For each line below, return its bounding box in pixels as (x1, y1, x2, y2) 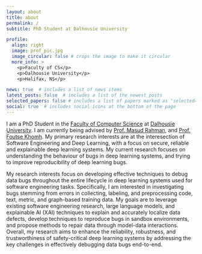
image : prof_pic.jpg (11, 48, 63, 54)
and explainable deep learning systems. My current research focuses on (6, 145, 186, 153)
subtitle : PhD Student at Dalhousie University (6, 25, 128, 32)
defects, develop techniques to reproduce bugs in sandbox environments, (6, 215, 189, 222)
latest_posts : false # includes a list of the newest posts (6, 92, 163, 98)
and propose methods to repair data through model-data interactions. (6, 221, 179, 229)
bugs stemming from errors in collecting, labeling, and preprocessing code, (6, 189, 194, 197)
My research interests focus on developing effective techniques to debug (6, 170, 188, 177)
